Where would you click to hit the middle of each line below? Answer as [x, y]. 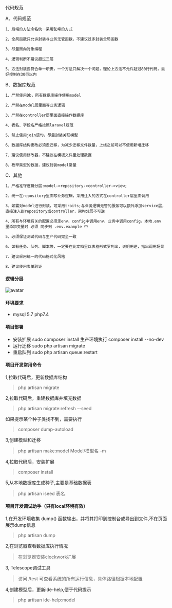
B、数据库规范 [21, 85]
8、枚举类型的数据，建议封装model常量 [41, 165]
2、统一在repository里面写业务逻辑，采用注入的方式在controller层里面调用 [77, 196]
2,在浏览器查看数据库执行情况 [37, 546]
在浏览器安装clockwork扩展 [47, 557]
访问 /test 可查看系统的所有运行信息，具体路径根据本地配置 [80, 579]
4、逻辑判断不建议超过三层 [30, 59]
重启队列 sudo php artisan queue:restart [55, 352]
